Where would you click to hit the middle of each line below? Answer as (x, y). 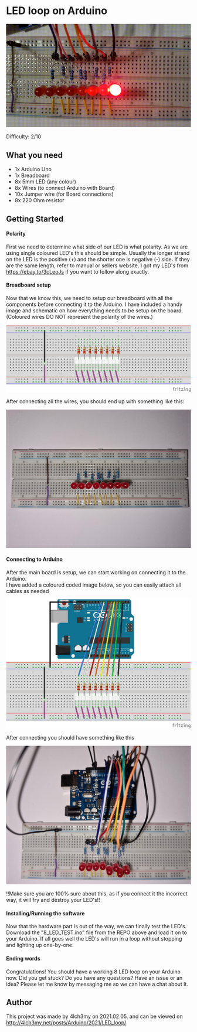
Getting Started (35, 219)
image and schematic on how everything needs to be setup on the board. (95, 311)
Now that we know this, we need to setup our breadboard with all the (89, 298)
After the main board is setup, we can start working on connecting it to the (96, 572)
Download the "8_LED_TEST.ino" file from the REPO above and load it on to (97, 932)
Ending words (23, 959)
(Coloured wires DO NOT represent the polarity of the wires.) (80, 317)
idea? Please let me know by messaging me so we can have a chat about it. (97, 984)
